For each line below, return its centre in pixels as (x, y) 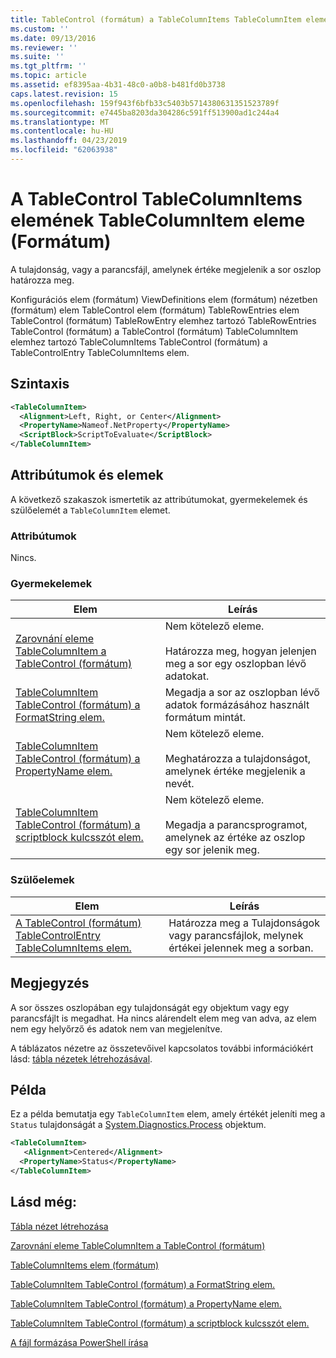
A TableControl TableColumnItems (156, 199)
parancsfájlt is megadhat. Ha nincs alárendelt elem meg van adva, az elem (163, 1018)
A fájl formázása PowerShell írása (79, 1342)
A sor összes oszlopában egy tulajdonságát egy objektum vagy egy (150, 1007)
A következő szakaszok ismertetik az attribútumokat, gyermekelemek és (159, 499)
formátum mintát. (205, 718)
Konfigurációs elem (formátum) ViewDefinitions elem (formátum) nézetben (164, 299)
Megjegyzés (50, 983)
